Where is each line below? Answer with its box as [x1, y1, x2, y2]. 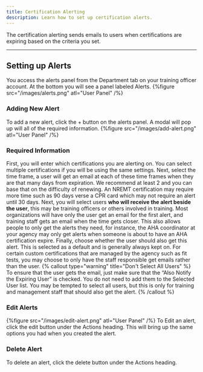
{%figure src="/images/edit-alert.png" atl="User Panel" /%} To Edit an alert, [6, 317, 196, 324]
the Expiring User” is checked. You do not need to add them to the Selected [6, 275, 195, 283]
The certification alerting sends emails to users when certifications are [6, 31, 182, 38]
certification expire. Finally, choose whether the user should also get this [6, 237, 187, 244]
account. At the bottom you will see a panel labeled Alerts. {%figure [6, 83, 175, 91]
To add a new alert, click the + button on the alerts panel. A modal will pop [6, 118, 192, 126]
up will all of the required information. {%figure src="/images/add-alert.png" [6, 124, 196, 132]
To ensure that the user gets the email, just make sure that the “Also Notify [6, 269, 192, 276]
